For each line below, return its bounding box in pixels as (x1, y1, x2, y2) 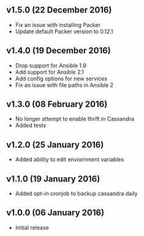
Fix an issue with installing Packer (15, 21, 101, 28)
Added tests (15, 122, 47, 129)
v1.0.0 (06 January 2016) (6, 208, 105, 218)
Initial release (15, 224, 49, 231)
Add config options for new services (15, 75, 108, 82)
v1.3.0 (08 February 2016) (6, 99, 108, 110)
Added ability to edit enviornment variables (15, 156, 124, 163)
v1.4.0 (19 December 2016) (6, 45, 112, 56)
